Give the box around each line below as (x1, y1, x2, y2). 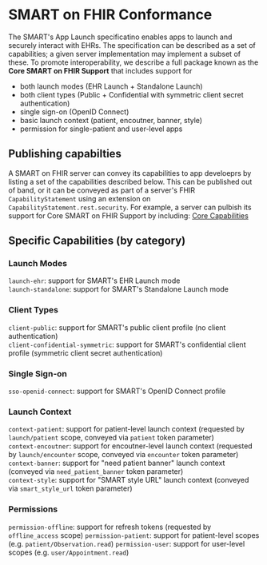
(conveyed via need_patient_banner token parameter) (8, 467, 184, 476)
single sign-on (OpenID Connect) (19, 106, 130, 117)
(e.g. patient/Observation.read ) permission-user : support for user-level (8, 539, 245, 548)
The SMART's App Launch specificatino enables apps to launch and (8, 32, 233, 42)
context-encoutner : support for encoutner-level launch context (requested (8, 441, 253, 451)
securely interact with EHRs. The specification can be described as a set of (8, 40, 256, 50)
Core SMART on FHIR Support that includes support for (8, 66, 193, 75)
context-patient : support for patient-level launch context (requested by (8, 424, 245, 434)
